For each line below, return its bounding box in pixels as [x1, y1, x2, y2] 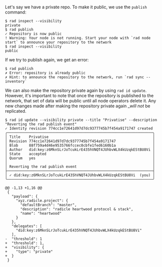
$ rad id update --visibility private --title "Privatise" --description [5, 117, 158, 122]
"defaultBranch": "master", [20, 202, 77, 207]
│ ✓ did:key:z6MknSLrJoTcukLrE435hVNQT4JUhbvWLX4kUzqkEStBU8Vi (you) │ [5, 173, 155, 178]
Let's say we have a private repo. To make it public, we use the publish [5, 4, 147, 10]
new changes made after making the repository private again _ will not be [5, 103, 150, 109]
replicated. [5, 108, 27, 114]
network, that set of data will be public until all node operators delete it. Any [5, 98, 156, 103]
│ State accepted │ [5, 151, 155, 156]
